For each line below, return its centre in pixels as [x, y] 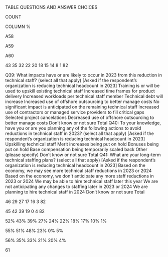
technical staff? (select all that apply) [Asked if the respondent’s [71, 80]
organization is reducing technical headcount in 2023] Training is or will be [82, 85]
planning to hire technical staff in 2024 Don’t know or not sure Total [75, 192]
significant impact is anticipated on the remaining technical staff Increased [82, 107]
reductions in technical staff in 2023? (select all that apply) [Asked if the [80, 133]
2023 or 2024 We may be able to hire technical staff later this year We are [82, 181]
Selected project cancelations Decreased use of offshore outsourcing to [80, 117]
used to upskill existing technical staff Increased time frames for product [80, 91]
